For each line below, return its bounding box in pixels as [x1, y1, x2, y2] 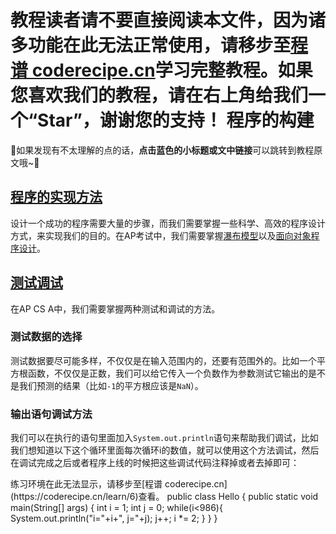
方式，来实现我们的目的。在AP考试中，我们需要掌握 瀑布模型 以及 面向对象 [10, 229, 312, 241]
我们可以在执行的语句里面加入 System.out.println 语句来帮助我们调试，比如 [10, 432, 319, 444]
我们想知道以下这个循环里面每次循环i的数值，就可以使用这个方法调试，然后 [10, 444, 320, 456]
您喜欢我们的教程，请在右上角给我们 [10, 84, 309, 107]
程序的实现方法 [10, 189, 103, 206]
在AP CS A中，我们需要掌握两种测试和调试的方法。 [10, 302, 221, 315]
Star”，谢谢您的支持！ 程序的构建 [37, 109, 315, 132]
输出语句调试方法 [10, 407, 93, 421]
